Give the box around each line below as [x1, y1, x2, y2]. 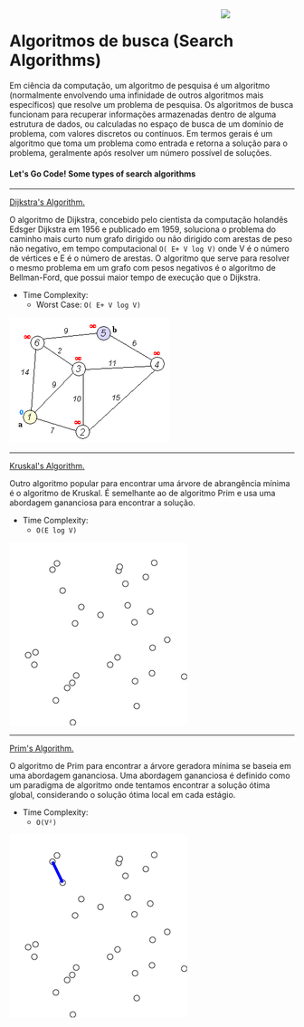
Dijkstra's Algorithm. [9, 197, 86, 207]
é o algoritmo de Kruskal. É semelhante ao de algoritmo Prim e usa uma [9, 488, 276, 499]
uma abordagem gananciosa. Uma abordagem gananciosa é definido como [9, 770, 291, 782]
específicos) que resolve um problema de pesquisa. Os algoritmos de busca [9, 99, 294, 110]
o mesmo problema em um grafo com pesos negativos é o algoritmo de [9, 263, 276, 274]
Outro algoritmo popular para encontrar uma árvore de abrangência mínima [9, 478, 291, 489]
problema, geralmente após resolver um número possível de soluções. [9, 147, 272, 158]
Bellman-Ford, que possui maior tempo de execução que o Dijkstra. [9, 272, 261, 283]
